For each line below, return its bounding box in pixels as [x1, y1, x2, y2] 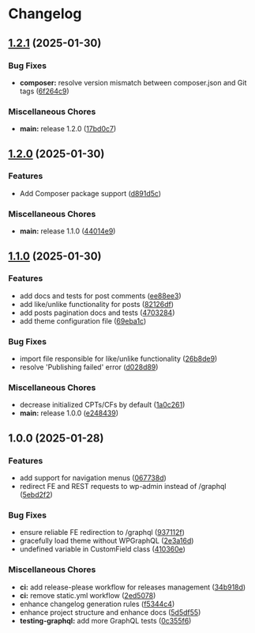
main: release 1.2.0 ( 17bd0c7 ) [19, 124, 117, 134]
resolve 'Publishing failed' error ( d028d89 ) [19, 362, 159, 372]
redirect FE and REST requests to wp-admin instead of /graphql [19, 482, 227, 491]
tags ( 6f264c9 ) [19, 86, 69, 96]
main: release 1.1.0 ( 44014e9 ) [19, 226, 116, 236]
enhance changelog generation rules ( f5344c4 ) [19, 599, 175, 608]
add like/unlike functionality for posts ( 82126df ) [19, 299, 174, 309]
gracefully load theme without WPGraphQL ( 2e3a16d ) [19, 536, 194, 546]
